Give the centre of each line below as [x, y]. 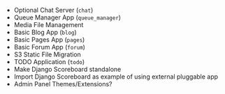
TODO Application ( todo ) [49, 62]
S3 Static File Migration [48, 54]
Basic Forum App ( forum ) [50, 47]
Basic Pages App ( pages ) [49, 40]
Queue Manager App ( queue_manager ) [67, 17]
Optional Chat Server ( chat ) [53, 10]
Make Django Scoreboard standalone [67, 69]
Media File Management [49, 25]
